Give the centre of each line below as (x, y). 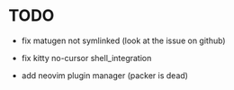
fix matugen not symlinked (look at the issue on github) (123, 40)
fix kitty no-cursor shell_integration (86, 58)
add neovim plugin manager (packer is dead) (104, 75)
